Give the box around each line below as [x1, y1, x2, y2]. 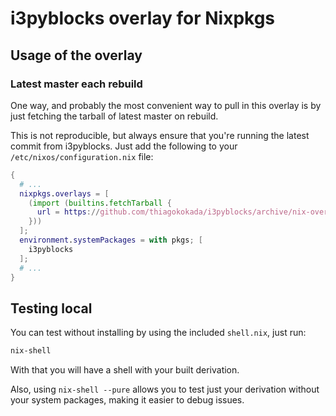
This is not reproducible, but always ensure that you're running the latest [10, 129, 310, 141]
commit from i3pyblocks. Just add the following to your [10, 140, 238, 152]
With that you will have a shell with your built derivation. [10, 364, 240, 376]
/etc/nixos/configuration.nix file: [10, 150, 154, 162]
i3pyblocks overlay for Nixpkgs [10, 7, 276, 30]
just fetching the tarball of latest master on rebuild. [10, 110, 219, 122]
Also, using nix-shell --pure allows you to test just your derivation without [10, 383, 320, 396]
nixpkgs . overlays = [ [19, 188, 110, 199]
